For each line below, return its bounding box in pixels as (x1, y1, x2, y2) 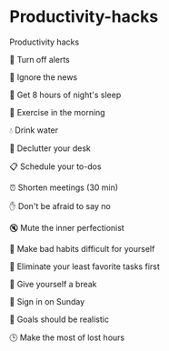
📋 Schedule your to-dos (9, 161, 102, 172)
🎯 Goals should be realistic (9, 314, 109, 325)
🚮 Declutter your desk (9, 143, 91, 154)
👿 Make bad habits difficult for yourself (9, 243, 155, 254)
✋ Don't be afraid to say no (9, 200, 111, 211)
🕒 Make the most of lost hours (9, 332, 125, 343)
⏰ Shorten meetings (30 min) (9, 182, 119, 193)
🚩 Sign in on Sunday (9, 296, 85, 306)
